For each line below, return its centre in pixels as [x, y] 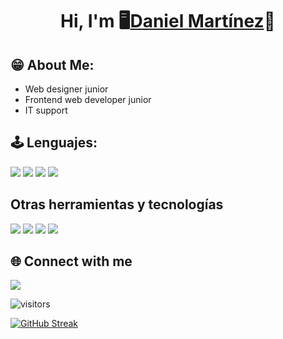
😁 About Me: [52, 64]
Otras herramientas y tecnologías [117, 204]
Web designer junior [66, 89]
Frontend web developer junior [88, 99]
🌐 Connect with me [71, 261]
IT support [46, 110]
